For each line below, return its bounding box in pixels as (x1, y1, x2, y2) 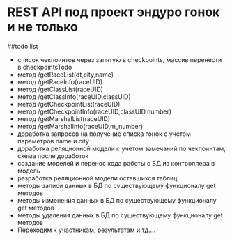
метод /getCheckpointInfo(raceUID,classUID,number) (17, 107, 172, 116)
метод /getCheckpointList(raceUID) (17, 100, 121, 108)
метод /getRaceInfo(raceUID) (17, 77, 103, 86)
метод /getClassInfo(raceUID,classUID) (17, 92, 131, 101)
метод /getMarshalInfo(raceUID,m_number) (17, 122, 144, 130)
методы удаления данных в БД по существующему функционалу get (17, 210, 223, 219)
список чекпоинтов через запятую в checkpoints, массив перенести (17, 55, 222, 63)
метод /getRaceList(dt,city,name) (17, 70, 114, 79)
